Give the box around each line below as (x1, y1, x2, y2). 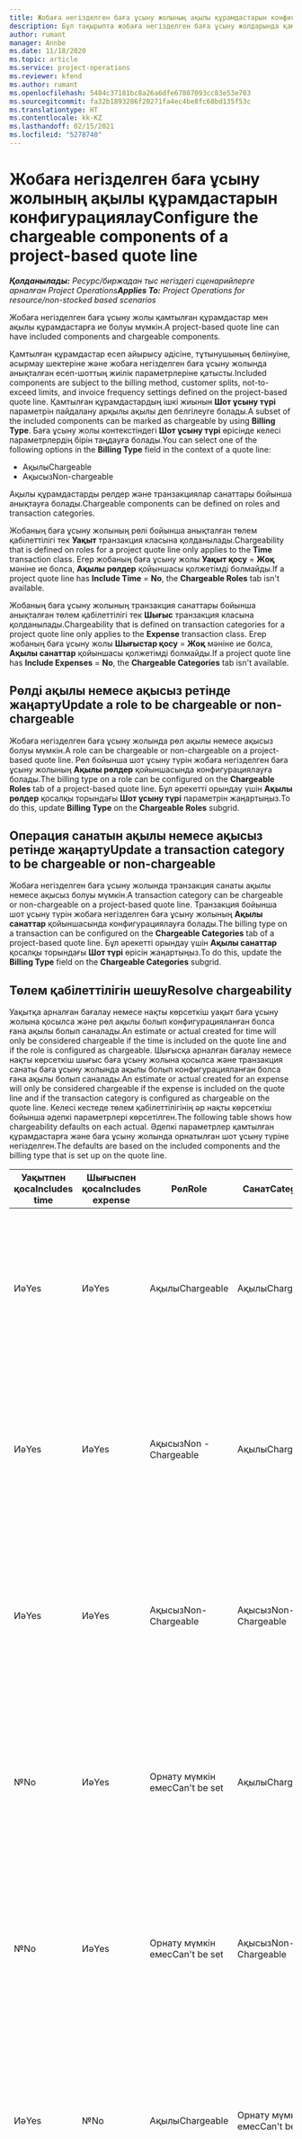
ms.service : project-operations (9, 64, 130, 73)
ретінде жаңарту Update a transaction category (9, 842, 285, 858)
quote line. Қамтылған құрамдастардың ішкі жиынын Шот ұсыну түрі (9, 396, 277, 407)
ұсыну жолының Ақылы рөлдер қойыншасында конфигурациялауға (9, 764, 272, 775)
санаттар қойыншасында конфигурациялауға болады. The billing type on (9, 919, 288, 930)
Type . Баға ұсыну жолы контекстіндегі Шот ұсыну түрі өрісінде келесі (9, 425, 281, 436)
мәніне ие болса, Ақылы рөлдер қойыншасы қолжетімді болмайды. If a (9, 563, 285, 574)
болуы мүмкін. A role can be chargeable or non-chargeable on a (9, 744, 248, 756)
